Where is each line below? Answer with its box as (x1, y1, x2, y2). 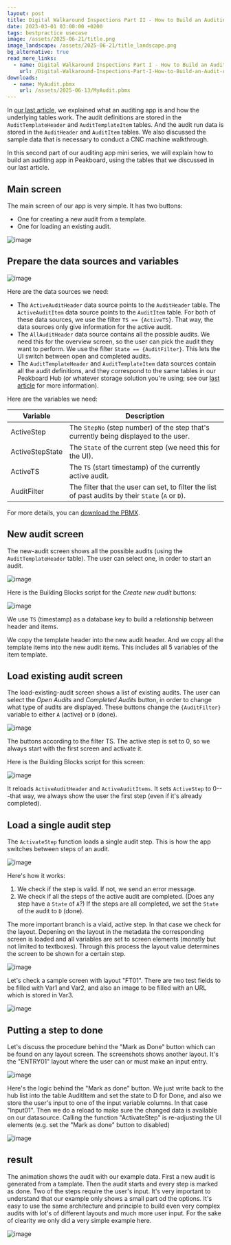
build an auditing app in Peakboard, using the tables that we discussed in (7, 156, 214, 164)
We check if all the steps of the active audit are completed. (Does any (16, 893, 214, 901)
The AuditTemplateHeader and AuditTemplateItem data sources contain (16, 359, 217, 368)
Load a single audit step (7, 819, 111, 831)
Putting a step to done (7, 1024, 104, 1036)
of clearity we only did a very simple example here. (7, 1216, 152, 1224)
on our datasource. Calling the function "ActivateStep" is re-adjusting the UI (7, 1113, 222, 1122)
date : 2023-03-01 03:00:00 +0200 (7, 23, 103, 30)
